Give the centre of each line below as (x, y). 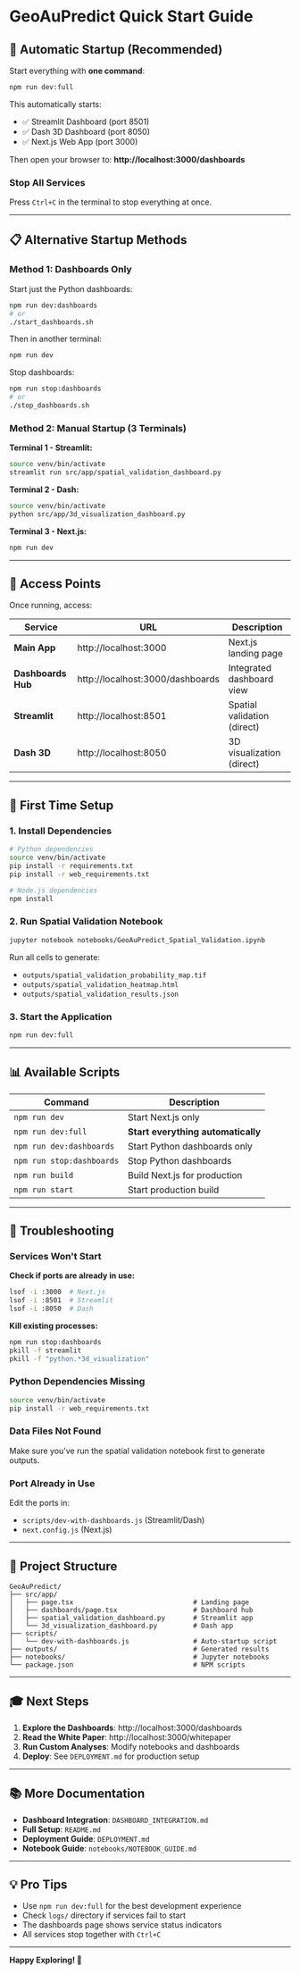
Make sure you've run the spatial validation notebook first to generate (137, 1451)
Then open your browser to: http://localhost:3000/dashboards (127, 159)
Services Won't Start (55, 1256)
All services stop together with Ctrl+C (92, 1935)
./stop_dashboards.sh (50, 406)
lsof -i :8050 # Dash (51, 1309)
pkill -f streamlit (46, 1351)
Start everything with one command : (77, 71)
